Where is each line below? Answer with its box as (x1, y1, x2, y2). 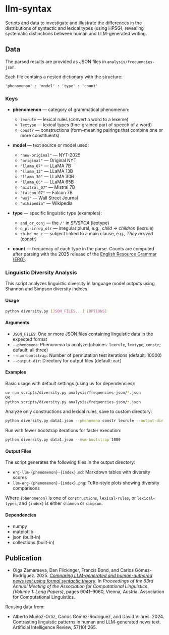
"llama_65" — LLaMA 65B (20, 179, 74, 185)
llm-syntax (5, 3, 52, 15)
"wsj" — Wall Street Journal (20, 195, 78, 201)
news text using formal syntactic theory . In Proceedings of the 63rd (12, 578, 154, 584)
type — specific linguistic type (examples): (12, 210, 102, 216)
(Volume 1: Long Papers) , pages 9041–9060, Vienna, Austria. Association (12, 589, 164, 595)
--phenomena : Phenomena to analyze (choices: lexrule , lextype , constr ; (12, 341, 161, 347)
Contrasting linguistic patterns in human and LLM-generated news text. (12, 619, 161, 625)
